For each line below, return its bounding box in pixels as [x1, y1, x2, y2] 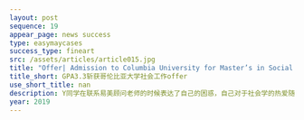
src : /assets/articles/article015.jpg [9, 55, 156, 64]
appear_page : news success [9, 30, 111, 39]
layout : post [9, 13, 59, 23]
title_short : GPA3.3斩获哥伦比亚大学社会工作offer [9, 72, 188, 81]
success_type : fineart [9, 47, 95, 56]
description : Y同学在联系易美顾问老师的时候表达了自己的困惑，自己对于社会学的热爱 [9, 88, 289, 97]
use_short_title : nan [9, 80, 91, 89]
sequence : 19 [9, 22, 59, 31]
